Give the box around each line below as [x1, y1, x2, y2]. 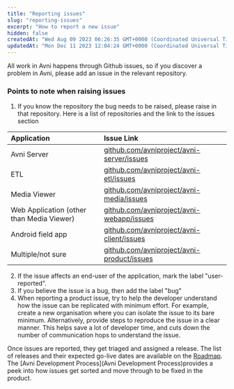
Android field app [10, 230, 68, 239]
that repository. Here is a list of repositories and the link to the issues [17, 109, 215, 118]
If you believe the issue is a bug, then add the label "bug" [17, 287, 182, 295]
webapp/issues [103, 214, 155, 223]
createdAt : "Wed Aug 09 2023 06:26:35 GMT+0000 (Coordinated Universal [7, 36, 219, 43]
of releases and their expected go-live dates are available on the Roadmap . [7, 352, 223, 360]
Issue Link [103, 134, 139, 143]
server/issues [103, 154, 148, 164]
